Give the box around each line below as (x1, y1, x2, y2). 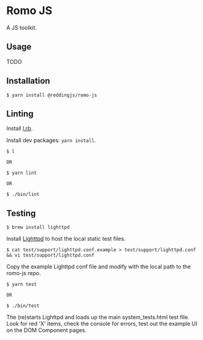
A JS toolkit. (6, 24, 37, 31)
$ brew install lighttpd (6, 224, 70, 230)
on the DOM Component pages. (6, 327, 87, 334)
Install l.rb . (6, 125, 33, 132)
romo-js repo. (6, 270, 41, 277)
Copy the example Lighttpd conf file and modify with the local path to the (6, 263, 191, 270)
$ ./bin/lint (6, 191, 40, 198)
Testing (6, 208, 36, 218)
